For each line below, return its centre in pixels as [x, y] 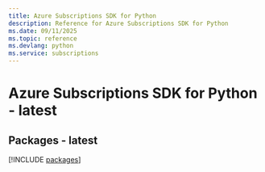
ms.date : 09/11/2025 [43, 31]
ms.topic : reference [43, 38]
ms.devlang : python [41, 46]
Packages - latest [53, 140]
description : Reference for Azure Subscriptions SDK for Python [118, 23]
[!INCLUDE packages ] [45, 159]
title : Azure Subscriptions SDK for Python [83, 16]
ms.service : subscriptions [54, 53]
